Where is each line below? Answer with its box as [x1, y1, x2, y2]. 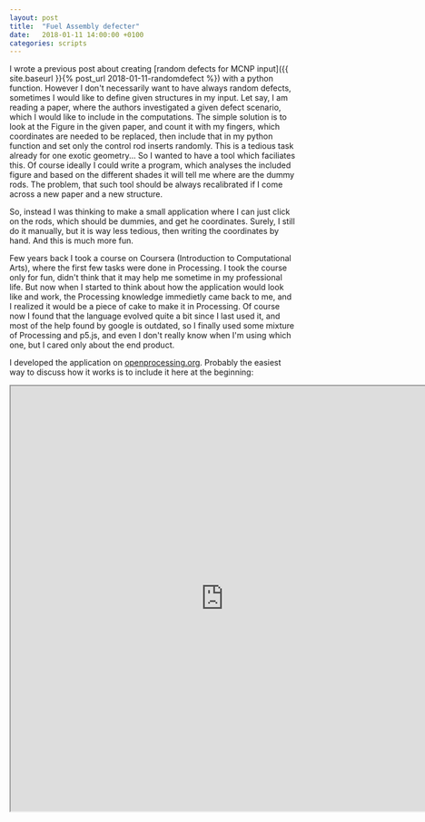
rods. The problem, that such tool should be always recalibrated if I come [9, 179, 283, 191]
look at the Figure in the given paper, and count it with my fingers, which [9, 122, 281, 132]
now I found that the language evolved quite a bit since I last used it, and [9, 310, 281, 322]
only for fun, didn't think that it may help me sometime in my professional [9, 272, 283, 283]
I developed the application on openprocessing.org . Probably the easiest [9, 357, 282, 368]
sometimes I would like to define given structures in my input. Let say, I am [9, 93, 289, 103]
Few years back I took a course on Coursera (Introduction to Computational [9, 253, 292, 264]
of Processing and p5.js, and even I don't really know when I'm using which [9, 330, 292, 341]
